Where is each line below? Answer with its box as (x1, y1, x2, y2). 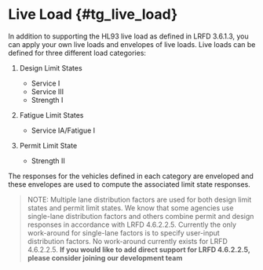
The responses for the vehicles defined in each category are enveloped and (8, 171, 254, 181)
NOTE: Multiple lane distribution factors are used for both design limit (27, 195, 252, 204)
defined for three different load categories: (8, 48, 147, 57)
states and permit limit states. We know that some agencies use (27, 202, 234, 213)
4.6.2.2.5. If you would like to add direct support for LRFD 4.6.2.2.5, (27, 245, 250, 254)
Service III (31, 86, 64, 96)
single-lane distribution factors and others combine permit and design (27, 211, 254, 221)
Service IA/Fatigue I (31, 126, 96, 135)
